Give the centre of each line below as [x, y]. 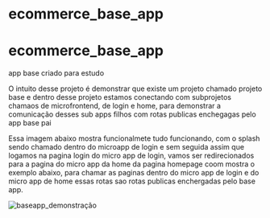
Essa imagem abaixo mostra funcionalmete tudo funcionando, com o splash [134, 138]
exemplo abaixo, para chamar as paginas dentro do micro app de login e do [134, 173]
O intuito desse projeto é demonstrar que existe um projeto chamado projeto [135, 88]
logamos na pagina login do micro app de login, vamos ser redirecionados [131, 156]
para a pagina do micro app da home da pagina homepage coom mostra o [132, 164]
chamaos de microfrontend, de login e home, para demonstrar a [115, 106]
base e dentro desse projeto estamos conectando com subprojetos [120, 97]
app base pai [30, 123]
